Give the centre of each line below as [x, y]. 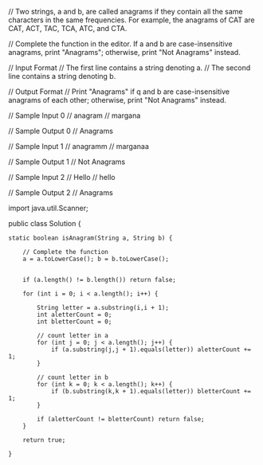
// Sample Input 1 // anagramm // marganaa [79, 146]
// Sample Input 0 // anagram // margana [75, 115]
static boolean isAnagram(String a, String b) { [90, 238]
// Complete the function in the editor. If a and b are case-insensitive [120, 44]
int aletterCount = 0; [75, 315]
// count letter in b [73, 377]
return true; [44, 440]
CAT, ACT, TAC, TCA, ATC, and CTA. [68, 28]
